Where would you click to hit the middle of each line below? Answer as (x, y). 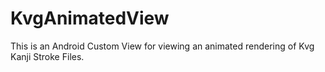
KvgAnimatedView (90, 18)
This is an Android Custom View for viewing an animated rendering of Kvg (162, 46)
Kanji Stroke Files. (47, 56)
